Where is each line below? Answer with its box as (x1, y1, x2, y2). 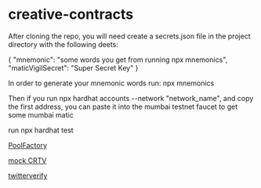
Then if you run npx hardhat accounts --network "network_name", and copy (8, 93, 254, 103)
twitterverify (8, 171, 48, 180)
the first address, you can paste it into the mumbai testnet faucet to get (8, 102, 237, 111)
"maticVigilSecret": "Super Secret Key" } (8, 63, 139, 72)
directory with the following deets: (8, 39, 119, 49)
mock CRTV (8, 155, 47, 165)
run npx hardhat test (8, 125, 74, 135)
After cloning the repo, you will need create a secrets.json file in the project (8, 31, 251, 41)
